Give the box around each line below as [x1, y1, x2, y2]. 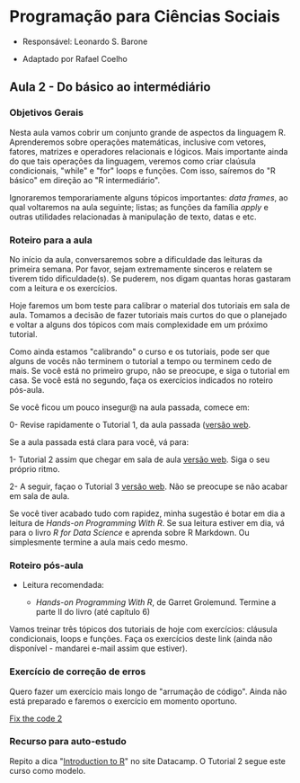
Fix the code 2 [9, 713, 63, 724]
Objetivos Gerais [9, 106, 84, 119]
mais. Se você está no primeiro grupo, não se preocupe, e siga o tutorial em [9, 365, 290, 376]
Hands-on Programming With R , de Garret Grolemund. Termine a [35, 597, 277, 608]
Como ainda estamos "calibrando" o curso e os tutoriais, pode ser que [9, 346, 270, 357]
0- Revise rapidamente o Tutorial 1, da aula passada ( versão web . [9, 419, 251, 430]
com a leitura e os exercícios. [9, 282, 119, 293]
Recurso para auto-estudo [9, 735, 128, 748]
